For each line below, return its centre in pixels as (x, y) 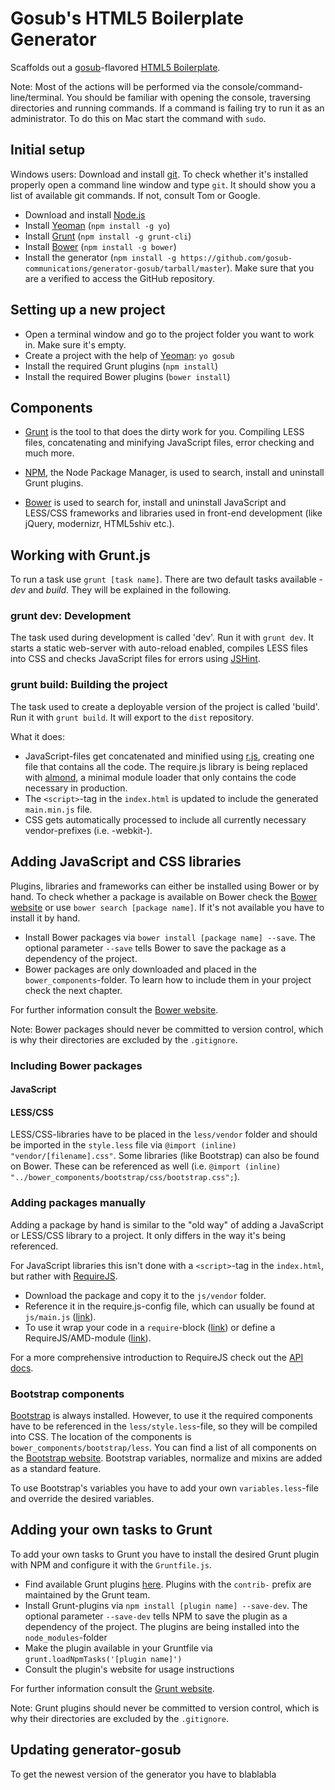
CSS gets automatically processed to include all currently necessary (165, 819)
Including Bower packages (76, 1065)
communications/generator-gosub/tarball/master (125, 268)
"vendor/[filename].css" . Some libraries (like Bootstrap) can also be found (165, 1156)
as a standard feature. (56, 1468)
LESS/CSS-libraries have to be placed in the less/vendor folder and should (164, 1134)
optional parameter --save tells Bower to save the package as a (155, 948)
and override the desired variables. (82, 1498)
